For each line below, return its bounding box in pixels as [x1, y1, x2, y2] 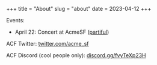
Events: [6, 17, 25, 23]
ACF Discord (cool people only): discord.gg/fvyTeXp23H [6, 52, 146, 59]
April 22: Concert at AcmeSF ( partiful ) [14, 28, 109, 36]
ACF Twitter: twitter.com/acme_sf [6, 40, 89, 47]
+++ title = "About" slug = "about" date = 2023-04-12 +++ [6, 5, 152, 12]
